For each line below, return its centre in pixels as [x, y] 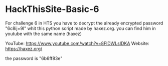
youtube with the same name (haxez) [43, 33]
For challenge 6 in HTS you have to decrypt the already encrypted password [84, 23]
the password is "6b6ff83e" [34, 58]
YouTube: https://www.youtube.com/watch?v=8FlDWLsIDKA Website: [77, 43]
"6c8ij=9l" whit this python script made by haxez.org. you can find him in [81, 28]
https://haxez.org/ [24, 48]
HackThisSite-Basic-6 [52, 9]
